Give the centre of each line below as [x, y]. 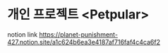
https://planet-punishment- [78, 34]
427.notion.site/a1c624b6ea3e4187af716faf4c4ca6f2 [84, 42]
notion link [22, 34]
